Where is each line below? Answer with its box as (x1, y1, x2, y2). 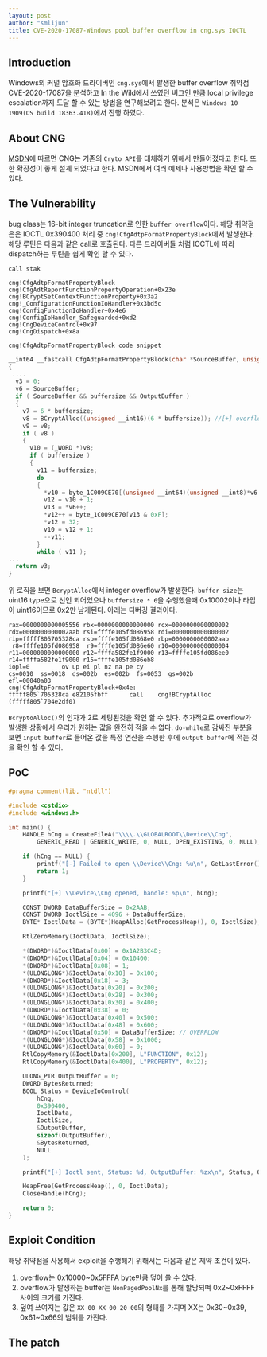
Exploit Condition (8, 1234, 95, 1247)
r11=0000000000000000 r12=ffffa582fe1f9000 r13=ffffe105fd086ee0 (8, 649, 229, 657)
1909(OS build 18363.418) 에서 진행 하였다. (8, 108, 145, 118)
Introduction (8, 56, 72, 69)
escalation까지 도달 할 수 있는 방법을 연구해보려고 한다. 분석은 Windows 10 (8, 98, 238, 107)
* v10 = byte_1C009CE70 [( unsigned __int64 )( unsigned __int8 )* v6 (43, 489, 258, 497)
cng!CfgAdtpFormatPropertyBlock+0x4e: (8, 684, 137, 692)
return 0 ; (22, 1204, 56, 1212)
